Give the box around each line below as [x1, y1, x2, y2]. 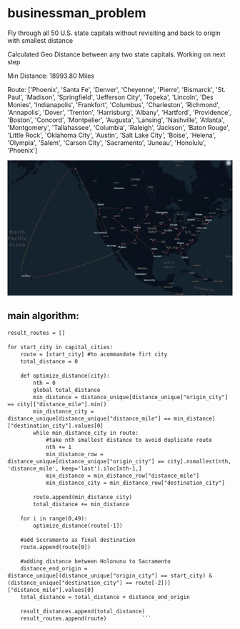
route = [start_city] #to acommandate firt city [20, 351, 168, 358]
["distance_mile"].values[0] [7, 586, 94, 593]
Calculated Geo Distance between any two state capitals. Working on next [7, 50, 226, 59]
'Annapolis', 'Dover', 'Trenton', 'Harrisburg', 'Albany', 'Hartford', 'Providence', [7, 108, 231, 116]
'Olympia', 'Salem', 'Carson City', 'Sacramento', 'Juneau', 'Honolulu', [7, 138, 206, 147]
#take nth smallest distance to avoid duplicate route [45, 436, 213, 443]
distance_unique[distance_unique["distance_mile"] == [7, 415, 171, 422]
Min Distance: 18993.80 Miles [7, 71, 95, 80]
